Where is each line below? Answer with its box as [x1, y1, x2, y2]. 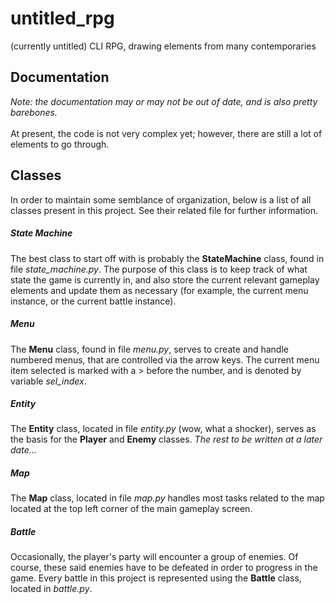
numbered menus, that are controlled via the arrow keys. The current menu [10, 353, 320, 366]
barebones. [10, 106, 58, 118]
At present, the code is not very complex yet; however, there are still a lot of [10, 127, 323, 139]
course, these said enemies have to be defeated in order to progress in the [10, 562, 318, 574]
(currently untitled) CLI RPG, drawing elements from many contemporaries [10, 40, 317, 52]
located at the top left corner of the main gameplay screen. [10, 503, 253, 515]
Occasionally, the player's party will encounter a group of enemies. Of [10, 551, 299, 563]
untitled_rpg [10, 7, 115, 30]
